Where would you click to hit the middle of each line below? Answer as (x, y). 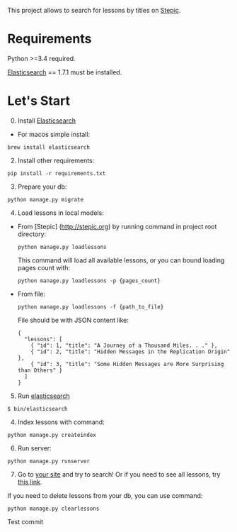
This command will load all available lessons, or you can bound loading (121, 260)
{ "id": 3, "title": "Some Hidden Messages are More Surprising (127, 364)
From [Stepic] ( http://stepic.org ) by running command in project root (117, 226)
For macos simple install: (54, 134)
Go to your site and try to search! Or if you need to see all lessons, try (119, 474)
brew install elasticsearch (49, 147)
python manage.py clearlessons (53, 509)
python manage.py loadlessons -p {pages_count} (89, 281)
